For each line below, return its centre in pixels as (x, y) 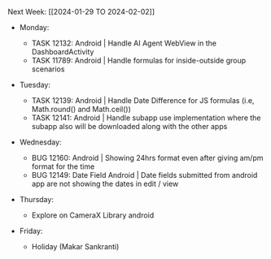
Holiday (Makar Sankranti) (75, 246)
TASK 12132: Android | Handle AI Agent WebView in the (124, 43)
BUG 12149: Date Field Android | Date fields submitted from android (144, 175)
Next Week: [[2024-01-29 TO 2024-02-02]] (81, 12)
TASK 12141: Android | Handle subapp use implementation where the (146, 118)
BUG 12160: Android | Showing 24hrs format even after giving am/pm (147, 158)
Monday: (34, 27)
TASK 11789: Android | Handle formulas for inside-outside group (139, 60)
